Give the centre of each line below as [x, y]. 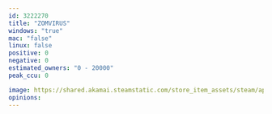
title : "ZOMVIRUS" [39, 23]
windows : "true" [36, 31]
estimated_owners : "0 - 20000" [61, 68]
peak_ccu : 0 [28, 75]
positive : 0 [28, 53]
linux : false [30, 46]
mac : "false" [30, 38]
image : [19, 90]
